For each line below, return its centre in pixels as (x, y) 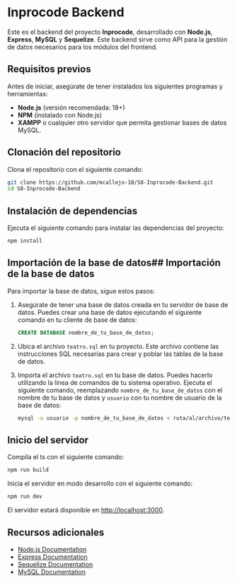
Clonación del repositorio (64, 152)
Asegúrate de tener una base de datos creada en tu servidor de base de (123, 304)
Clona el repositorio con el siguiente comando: (75, 169)
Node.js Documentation (52, 549)
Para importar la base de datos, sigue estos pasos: (81, 291)
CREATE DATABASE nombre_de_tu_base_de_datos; (86, 333)
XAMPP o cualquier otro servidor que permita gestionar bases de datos (122, 122)
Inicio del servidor (48, 440)
